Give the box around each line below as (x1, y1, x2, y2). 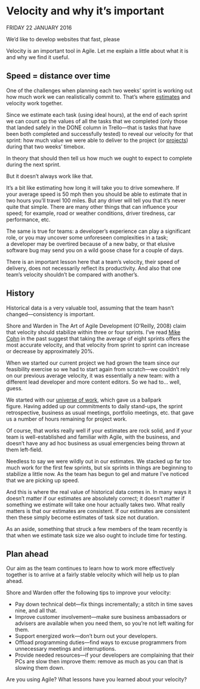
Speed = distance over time (6, 71, 110, 81)
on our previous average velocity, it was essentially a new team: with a (6, 372, 180, 379)
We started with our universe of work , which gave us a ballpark (6, 396, 162, 403)
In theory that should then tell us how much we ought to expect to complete (6, 154, 192, 162)
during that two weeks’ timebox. (6, 142, 85, 150)
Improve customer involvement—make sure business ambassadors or (14, 614, 187, 621)
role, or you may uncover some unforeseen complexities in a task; (6, 233, 168, 241)
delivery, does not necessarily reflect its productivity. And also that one (6, 265, 181, 272)
